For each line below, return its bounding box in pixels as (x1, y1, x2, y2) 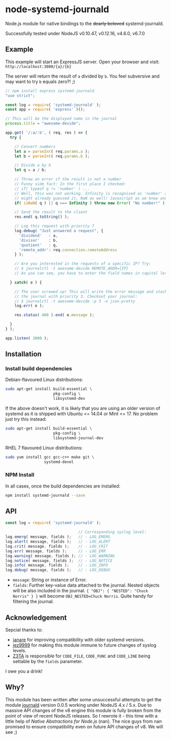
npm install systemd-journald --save (5, 493, 85, 498)
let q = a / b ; (14, 167, 47, 173)
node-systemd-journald (5, 4, 109, 15)
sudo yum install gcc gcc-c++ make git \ (5, 454, 95, 460)
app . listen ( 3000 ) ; (5, 336, 49, 341)
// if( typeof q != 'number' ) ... (14, 186, 90, 191)
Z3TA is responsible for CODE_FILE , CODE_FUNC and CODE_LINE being (12, 653, 151, 659)
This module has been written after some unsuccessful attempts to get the (5, 696, 162, 702)
